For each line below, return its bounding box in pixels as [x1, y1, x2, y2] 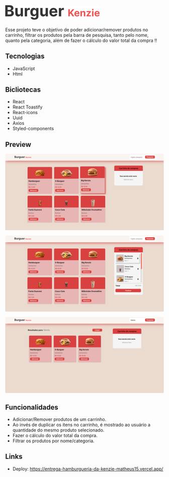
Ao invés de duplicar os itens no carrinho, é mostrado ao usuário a [12, 422, 151, 428]
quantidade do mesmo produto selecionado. [12, 427, 105, 433]
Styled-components [12, 126, 54, 132]
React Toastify [12, 104, 43, 110]
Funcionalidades [5, 403, 59, 411]
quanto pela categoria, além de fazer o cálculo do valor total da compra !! [5, 37, 157, 43]
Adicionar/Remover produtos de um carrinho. [12, 416, 107, 422]
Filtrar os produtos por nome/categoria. [12, 438, 95, 444]
